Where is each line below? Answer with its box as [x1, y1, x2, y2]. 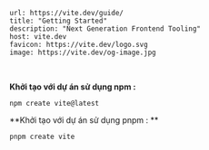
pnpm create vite [9, 132, 75, 141]
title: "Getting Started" [9, 16, 107, 25]
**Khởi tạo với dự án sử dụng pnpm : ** [9, 115, 159, 126]
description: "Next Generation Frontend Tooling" [9, 24, 202, 33]
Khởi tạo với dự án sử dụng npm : [9, 81, 136, 92]
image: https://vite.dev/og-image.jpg [9, 48, 156, 57]
